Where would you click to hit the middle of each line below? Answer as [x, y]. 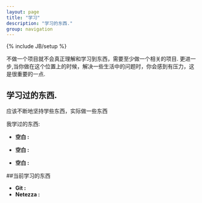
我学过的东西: [23, 124]
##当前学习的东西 [28, 176]
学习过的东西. [32, 95]
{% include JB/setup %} [37, 46]
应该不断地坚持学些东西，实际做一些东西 [57, 111]
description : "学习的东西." [40, 23]
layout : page [23, 12]
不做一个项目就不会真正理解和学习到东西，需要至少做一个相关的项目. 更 [96, 59]
